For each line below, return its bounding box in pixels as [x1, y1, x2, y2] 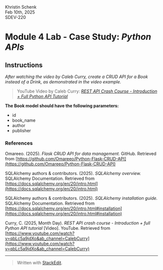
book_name [12, 117, 36, 123]
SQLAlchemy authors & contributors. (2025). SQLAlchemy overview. [5, 171, 142, 176]
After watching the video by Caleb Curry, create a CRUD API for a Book [5, 74, 148, 79]
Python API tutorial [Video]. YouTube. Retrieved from [5, 225, 111, 231]
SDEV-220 [5, 15, 26, 20]
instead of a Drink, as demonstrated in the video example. [5, 79, 121, 84]
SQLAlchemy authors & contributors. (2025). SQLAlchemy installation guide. [5, 195, 158, 201]
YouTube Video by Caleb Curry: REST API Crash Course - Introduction [16, 88, 158, 94]
